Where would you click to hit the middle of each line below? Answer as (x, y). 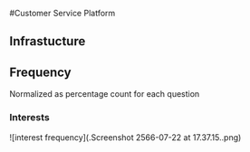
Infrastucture (48, 41)
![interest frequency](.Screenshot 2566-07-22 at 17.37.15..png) (125, 137)
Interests (29, 118)
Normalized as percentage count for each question (105, 94)
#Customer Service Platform (62, 13)
